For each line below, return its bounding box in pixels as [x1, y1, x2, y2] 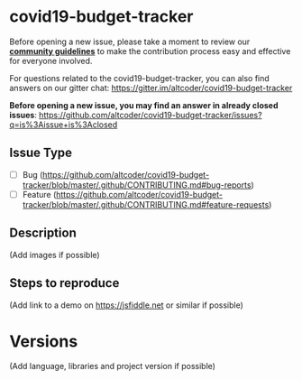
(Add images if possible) [9, 249, 101, 260]
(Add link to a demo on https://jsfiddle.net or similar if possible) [9, 300, 243, 310]
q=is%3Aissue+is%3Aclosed [9, 119, 118, 130]
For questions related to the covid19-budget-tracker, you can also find [9, 72, 270, 83]
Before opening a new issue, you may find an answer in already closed [9, 99, 279, 110]
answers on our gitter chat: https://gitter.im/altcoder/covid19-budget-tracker [9, 82, 293, 93]
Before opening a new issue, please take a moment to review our [9, 36, 251, 47]
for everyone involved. [9, 55, 93, 66]
